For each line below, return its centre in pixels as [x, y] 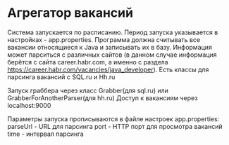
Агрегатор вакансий [70, 13]
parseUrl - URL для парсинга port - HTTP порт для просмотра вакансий [115, 126]
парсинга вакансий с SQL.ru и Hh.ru [61, 77]
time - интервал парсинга [46, 134]
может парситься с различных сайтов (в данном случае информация [112, 55]
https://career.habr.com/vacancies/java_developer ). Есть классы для [108, 69]
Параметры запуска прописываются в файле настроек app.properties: [113, 119]
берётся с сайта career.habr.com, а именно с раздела [88, 62]
